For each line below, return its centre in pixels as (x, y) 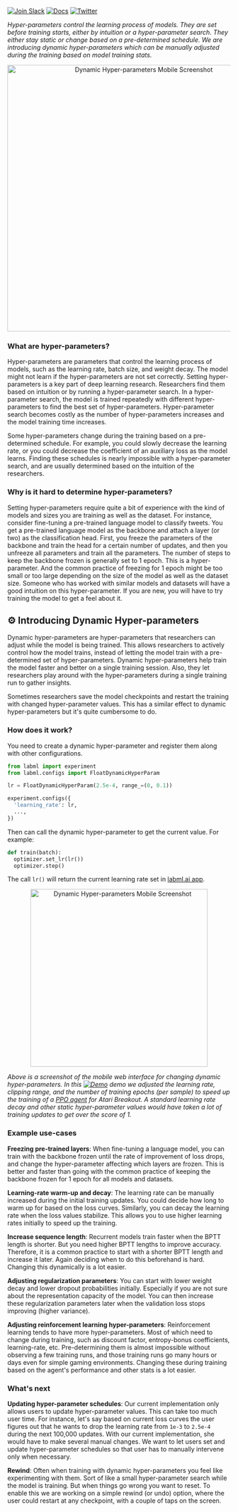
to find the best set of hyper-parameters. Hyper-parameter (128, 407)
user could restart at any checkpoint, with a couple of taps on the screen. (114, 1501)
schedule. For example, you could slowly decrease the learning (135, 444)
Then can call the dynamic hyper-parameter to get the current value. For (113, 832)
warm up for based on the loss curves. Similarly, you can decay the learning (118, 1208)
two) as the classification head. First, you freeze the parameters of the (110, 537)
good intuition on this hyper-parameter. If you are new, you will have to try (115, 591)
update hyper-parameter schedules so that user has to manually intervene (116, 1449)
